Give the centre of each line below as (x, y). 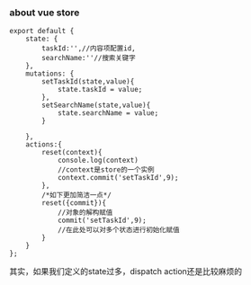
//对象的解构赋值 (85, 213)
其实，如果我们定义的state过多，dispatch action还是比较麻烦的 (126, 272)
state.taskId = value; (100, 90)
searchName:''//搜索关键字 (89, 58)
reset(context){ (72, 153)
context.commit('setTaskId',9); (118, 178)
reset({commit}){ (74, 203)
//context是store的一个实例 (106, 170)
